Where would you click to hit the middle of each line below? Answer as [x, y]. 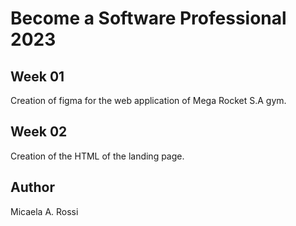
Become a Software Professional [148, 18]
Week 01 [37, 76]
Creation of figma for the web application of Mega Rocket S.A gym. [148, 100]
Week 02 [39, 132]
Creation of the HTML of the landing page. [97, 156]
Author [32, 187]
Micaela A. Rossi [44, 211]
